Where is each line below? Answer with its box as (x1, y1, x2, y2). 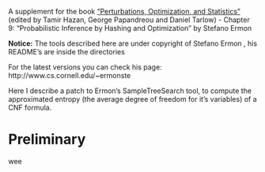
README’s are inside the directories (8, 47, 125, 56)
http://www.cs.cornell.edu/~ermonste (8, 71, 131, 80)
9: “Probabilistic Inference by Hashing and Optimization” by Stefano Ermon (8, 24, 252, 32)
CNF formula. (8, 103, 52, 112)
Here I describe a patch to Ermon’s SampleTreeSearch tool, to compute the (8, 86, 252, 95)
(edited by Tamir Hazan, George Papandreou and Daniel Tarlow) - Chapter (8, 15, 251, 24)
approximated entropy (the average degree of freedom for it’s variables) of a (8, 95, 257, 103)
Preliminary (8, 130, 86, 148)
